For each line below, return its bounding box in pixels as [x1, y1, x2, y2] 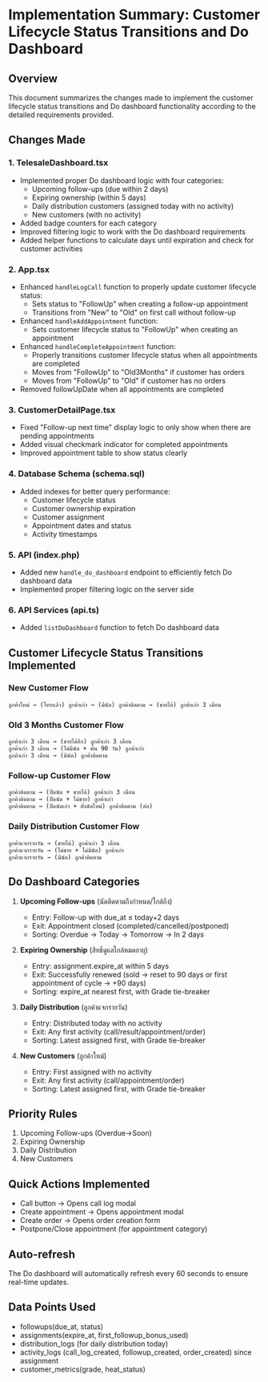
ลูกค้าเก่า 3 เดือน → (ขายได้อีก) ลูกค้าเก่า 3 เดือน [8, 738, 132, 746]
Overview [8, 71, 58, 85]
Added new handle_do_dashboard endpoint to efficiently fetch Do [19, 567, 232, 577]
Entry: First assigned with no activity [31, 1067, 152, 1076]
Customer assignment [31, 512, 106, 522]
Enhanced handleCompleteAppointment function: [19, 341, 176, 351]
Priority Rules [8, 1107, 78, 1120]
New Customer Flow [8, 682, 90, 693]
